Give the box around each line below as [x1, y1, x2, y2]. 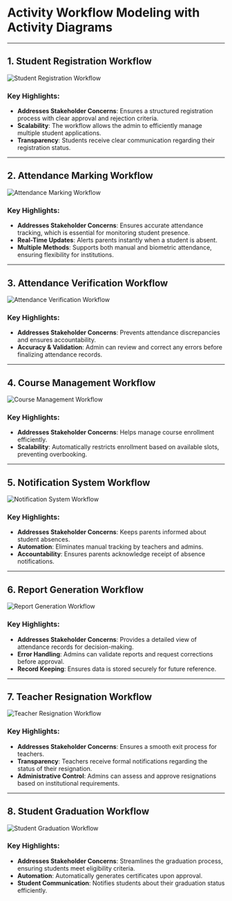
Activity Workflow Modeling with [7, 5, 200, 21]
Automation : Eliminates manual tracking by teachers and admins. [17, 542, 204, 551]
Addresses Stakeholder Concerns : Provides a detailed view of [17, 635, 197, 643]
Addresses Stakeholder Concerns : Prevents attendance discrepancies [17, 328, 221, 336]
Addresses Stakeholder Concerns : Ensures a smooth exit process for [17, 742, 217, 750]
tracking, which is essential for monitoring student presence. [17, 229, 190, 237]
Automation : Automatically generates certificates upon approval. [17, 871, 203, 880]
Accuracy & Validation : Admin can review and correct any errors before [17, 343, 223, 352]
